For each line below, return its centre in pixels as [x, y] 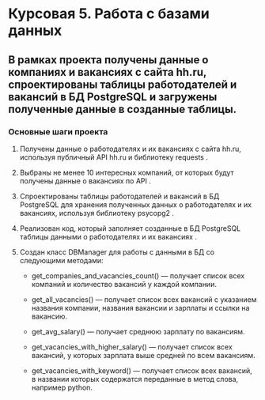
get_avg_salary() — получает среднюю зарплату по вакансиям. [138, 331]
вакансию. [49, 316]
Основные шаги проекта [58, 131]
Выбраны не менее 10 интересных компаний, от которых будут [127, 172]
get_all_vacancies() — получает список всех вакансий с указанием [144, 299]
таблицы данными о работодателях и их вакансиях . [108, 236]
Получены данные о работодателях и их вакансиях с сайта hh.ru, [130, 149]
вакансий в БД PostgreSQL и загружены [113, 97]
